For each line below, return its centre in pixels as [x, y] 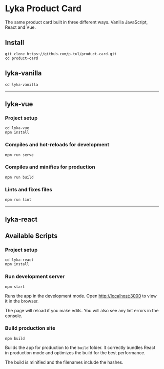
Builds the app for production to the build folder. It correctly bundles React [80, 347]
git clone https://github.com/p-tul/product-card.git [61, 54]
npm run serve [20, 155]
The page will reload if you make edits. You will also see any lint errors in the [82, 310]
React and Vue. [20, 27]
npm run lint [18, 200]
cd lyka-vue [17, 128]
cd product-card [21, 58]
